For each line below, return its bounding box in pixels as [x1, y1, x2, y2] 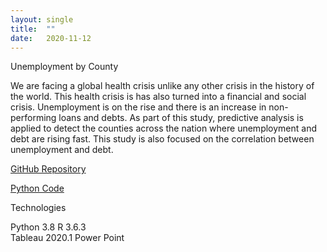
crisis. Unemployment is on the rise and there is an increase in [10, 101, 267, 113]
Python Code [10, 182, 65, 195]
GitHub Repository [10, 163, 87, 175]
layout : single [10, 14, 74, 25]
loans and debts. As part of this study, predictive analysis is [58, 112, 304, 124]
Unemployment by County [10, 61, 119, 73]
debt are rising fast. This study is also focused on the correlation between [10, 133, 315, 145]
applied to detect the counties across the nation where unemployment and [10, 122, 318, 135]
